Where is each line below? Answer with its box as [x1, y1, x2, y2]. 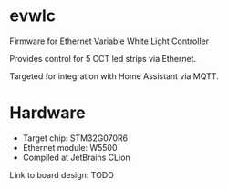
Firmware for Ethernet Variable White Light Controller [9, 35, 210, 46]
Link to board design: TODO [9, 169, 114, 180]
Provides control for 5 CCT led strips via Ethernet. [9, 53, 197, 64]
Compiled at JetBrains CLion [22, 152, 130, 163]
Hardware [9, 103, 86, 124]
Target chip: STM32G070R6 [22, 133, 129, 144]
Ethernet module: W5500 [22, 142, 118, 153]
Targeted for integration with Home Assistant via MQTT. [9, 70, 219, 82]
